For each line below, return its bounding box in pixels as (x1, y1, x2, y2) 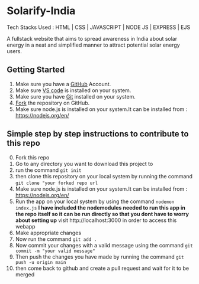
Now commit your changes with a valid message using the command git (15, 241, 193, 249)
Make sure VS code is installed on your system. (15, 87, 131, 94)
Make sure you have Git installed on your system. (15, 93, 136, 100)
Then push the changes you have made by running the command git (15, 253, 184, 260)
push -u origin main (15, 259, 66, 265)
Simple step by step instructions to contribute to (7, 129, 189, 139)
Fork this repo (15, 154, 50, 161)
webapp (15, 223, 36, 230)
